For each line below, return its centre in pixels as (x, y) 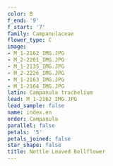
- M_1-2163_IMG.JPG (36, 79)
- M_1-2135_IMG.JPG (36, 66)
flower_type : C (30, 40)
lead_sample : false (36, 106)
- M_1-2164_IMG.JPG (36, 86)
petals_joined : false (39, 138)
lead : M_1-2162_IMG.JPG (42, 100)
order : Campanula (33, 119)
